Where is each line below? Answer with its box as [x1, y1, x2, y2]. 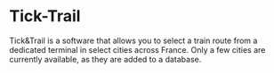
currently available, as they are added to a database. [9, 54, 202, 64]
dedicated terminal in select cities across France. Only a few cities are [9, 44, 266, 55]
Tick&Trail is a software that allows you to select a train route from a [9, 35, 258, 46]
